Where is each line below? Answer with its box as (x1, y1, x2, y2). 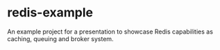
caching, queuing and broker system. (7, 34, 114, 42)
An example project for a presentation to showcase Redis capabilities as (7, 27, 214, 36)
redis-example (7, 5, 94, 21)
